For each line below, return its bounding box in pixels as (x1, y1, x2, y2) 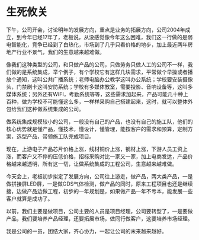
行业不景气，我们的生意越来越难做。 (16, 48, 105, 55)
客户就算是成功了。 (6, 195, 53, 202)
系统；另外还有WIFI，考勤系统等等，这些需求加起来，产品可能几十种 (16, 90, 184, 98)
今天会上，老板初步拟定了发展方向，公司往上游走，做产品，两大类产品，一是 (6, 172, 193, 180)
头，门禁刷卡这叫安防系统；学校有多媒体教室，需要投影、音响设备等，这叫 (6, 83, 188, 90)
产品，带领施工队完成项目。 (26, 133, 95, 140)
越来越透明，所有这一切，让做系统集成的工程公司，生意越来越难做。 (11, 160, 178, 167)
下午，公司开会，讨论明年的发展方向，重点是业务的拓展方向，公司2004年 (6, 26, 185, 33)
